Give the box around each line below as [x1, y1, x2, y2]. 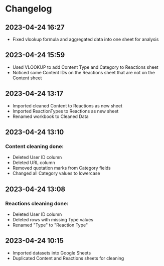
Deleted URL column [12, 160, 55, 166]
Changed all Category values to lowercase [12, 170, 100, 176]
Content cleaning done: [5, 143, 64, 150]
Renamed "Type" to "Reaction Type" [12, 222, 88, 228]
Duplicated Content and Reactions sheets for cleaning [12, 255, 124, 261]
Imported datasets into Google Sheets [12, 249, 91, 256]
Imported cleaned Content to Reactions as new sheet [12, 102, 123, 108]
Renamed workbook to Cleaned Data [12, 113, 89, 119]
